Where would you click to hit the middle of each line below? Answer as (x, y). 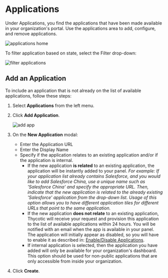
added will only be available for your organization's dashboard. (92, 250)
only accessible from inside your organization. (75, 261)
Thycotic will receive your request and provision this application (93, 218)
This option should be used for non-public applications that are (92, 255)
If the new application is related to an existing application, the (91, 165)
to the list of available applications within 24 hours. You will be (91, 224)
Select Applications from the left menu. (53, 105)
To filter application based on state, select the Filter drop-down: (71, 53)
